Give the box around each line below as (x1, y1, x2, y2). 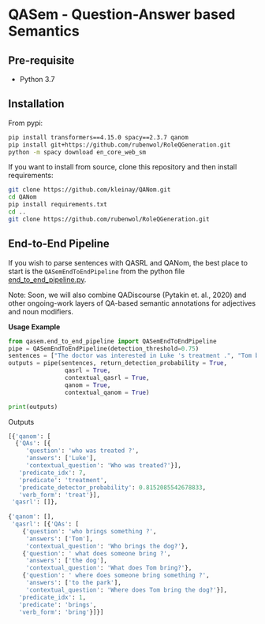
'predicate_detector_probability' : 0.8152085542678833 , (18, 483, 207, 492)
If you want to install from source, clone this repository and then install (8, 162, 237, 172)
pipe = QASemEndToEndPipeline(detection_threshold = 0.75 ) (8, 344, 200, 352)
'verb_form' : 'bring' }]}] (18, 608, 104, 616)
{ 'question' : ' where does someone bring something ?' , (22, 571, 211, 580)
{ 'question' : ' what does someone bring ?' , (22, 549, 171, 557)
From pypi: (8, 118, 43, 128)
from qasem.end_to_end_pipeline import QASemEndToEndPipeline (8, 337, 217, 345)
